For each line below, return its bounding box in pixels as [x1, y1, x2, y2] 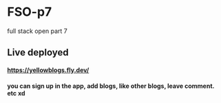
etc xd [7, 89, 25, 97]
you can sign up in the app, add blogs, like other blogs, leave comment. [7, 82, 215, 90]
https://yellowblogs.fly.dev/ [7, 66, 90, 74]
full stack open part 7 [7, 27, 67, 35]
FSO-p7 [7, 4, 52, 20]
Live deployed [7, 47, 69, 58]
